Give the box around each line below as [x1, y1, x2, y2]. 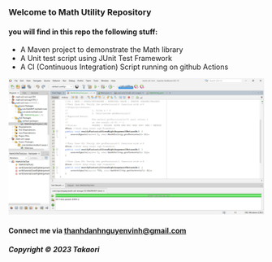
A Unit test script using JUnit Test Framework [19, 54, 173, 63]
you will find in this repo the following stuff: [8, 27, 158, 37]
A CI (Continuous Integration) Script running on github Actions [19, 62, 229, 72]
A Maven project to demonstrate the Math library [19, 45, 183, 55]
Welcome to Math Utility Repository [8, 7, 152, 18]
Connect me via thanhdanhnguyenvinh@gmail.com [8, 225, 187, 235]
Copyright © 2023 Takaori [8, 244, 100, 254]
